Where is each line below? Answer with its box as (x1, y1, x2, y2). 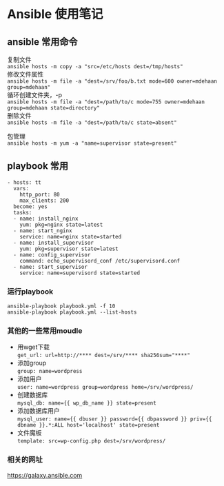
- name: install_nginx (13, 215, 79, 222)
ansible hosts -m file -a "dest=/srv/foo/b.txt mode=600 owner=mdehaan (7, 78, 217, 85)
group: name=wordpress (17, 368, 83, 375)
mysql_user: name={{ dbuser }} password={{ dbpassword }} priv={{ (17, 416, 212, 423)
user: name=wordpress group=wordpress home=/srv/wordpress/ (17, 384, 194, 391)
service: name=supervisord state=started (19, 270, 140, 276)
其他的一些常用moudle (7, 326, 83, 336)
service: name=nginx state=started (19, 233, 122, 240)
